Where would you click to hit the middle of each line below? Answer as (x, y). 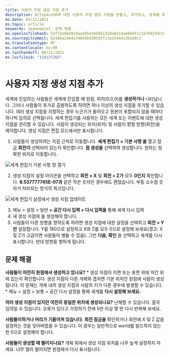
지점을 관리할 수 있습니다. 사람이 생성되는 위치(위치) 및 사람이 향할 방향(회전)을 (83, 124)
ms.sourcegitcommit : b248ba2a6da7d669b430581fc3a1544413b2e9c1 (73, 39)
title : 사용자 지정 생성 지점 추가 (37, 10)
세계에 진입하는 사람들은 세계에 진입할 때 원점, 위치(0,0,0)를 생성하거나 (75, 99)
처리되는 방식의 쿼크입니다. (48, 188)
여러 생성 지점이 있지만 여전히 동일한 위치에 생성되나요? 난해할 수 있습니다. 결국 (83, 302)
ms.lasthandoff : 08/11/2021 (35, 52)
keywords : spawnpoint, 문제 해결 (38, 29)
